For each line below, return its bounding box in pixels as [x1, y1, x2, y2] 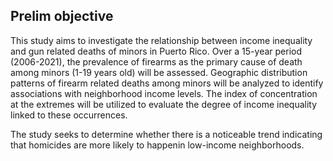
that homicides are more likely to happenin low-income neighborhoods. [10, 139, 305, 151]
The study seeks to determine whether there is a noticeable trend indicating [10, 128, 323, 140]
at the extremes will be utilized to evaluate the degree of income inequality [10, 98, 318, 110]
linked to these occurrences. [10, 109, 128, 121]
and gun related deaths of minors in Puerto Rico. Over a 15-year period [10, 45, 303, 57]
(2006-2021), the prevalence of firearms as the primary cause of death [10, 55, 303, 68]
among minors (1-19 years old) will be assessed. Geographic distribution [10, 66, 308, 78]
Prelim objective [10, 8, 114, 25]
